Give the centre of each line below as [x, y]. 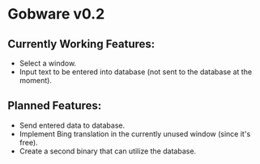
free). [28, 142]
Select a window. [48, 63]
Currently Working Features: [81, 44]
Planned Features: [55, 106]
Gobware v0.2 [56, 14]
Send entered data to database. [72, 125]
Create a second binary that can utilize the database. [107, 151]
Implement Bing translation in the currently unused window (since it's [135, 133]
